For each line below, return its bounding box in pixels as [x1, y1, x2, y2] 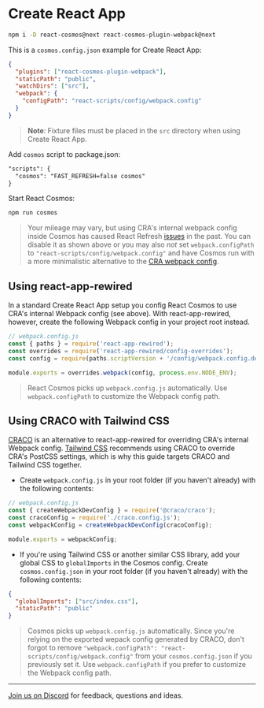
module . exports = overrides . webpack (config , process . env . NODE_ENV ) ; [8, 368, 237, 377]
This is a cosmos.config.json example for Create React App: [8, 45, 202, 54]
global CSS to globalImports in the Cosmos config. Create [19, 557, 208, 568]
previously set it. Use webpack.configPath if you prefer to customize [27, 660, 246, 669]
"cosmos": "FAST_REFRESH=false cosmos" [15, 172, 146, 180]
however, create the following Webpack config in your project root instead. [8, 317, 250, 327]
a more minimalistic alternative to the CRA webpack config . [27, 257, 219, 266]
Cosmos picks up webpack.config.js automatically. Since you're [27, 626, 235, 635]
